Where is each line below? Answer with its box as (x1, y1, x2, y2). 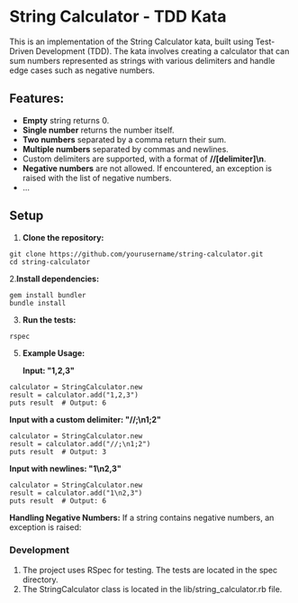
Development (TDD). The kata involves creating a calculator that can (35, 45, 290, 56)
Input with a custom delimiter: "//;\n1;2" (9, 414, 162, 425)
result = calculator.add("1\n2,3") (9, 489, 143, 498)
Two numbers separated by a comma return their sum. (22, 133, 227, 145)
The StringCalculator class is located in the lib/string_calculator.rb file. (22, 583, 283, 594)
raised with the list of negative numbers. (22, 172, 172, 183)
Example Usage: (22, 347, 86, 358)
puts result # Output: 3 (9, 447, 106, 456)
